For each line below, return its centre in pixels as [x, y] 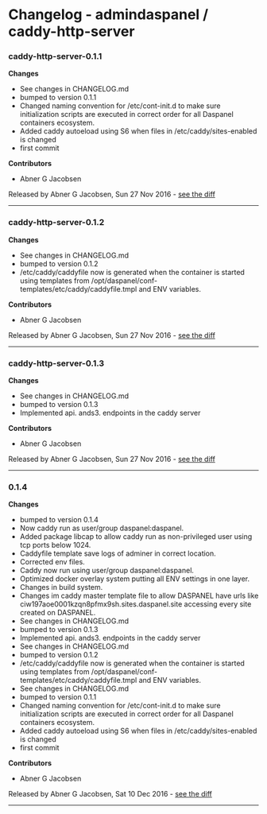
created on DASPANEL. [58, 613]
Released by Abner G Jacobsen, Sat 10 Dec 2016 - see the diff [110, 794]
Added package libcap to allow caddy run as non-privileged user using [136, 537]
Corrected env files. [52, 562]
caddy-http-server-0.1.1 [55, 56]
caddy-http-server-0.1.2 [56, 223]
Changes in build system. [61, 587]
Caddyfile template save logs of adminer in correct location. [118, 553]
